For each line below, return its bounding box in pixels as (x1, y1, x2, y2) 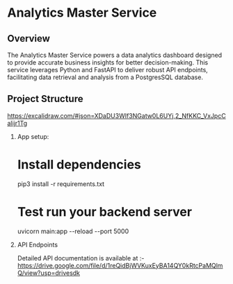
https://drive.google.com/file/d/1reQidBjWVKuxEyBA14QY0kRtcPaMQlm (17, 261, 223, 269)
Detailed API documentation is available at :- (17, 253, 145, 262)
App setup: (17, 132, 49, 140)
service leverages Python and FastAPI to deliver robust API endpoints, (7, 66, 209, 74)
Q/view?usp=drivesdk (17, 269, 81, 277)
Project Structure (7, 93, 83, 105)
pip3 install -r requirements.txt (17, 179, 105, 188)
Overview (7, 33, 51, 44)
